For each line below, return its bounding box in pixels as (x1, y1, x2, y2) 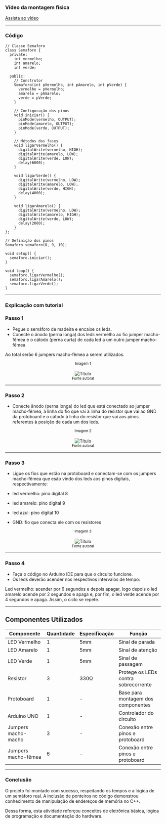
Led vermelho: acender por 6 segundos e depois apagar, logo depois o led (5, 586, 157, 592)
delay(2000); (18, 220, 45, 226)
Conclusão (5, 777, 32, 783)
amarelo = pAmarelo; (18, 91, 61, 96)
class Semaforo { (5, 47, 41, 53)
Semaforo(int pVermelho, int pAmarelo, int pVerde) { (14, 82, 127, 87)
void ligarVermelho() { (14, 143, 63, 148)
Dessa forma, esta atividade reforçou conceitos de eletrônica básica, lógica (5, 808, 159, 814)
